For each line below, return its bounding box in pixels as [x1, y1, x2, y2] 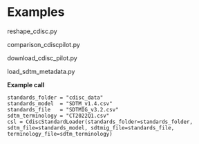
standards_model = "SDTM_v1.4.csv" [7, 100, 113, 107]
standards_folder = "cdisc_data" [7, 94, 104, 101]
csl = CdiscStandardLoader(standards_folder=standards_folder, [7, 118, 193, 125]
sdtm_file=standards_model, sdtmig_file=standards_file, [7, 124, 175, 132]
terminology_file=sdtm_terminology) [7, 130, 113, 137]
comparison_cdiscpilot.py [7, 40, 81, 48]
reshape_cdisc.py [7, 27, 57, 35]
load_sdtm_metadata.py [7, 67, 75, 75]
